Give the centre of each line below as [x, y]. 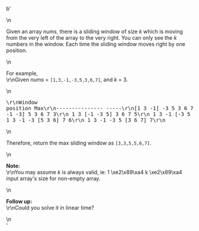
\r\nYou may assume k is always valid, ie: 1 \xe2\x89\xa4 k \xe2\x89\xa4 [94, 172]
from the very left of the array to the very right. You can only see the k [92, 38]
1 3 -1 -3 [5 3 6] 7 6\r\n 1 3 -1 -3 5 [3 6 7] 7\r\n [86, 120]
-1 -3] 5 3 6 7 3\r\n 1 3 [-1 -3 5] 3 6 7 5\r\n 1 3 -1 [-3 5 [98, 114]
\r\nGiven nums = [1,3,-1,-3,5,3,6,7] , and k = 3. [67, 80]
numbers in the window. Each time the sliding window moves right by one [96, 44]
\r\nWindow [22, 102]
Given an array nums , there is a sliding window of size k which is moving [95, 31]
